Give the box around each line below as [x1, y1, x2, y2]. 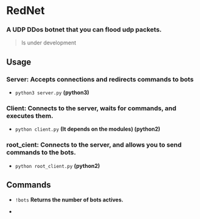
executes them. [6, 112, 53, 120]
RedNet [6, 4, 45, 18]
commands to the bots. [6, 148, 76, 157]
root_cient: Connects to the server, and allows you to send [6, 141, 182, 149]
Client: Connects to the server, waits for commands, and [6, 104, 177, 113]
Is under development [21, 39, 77, 46]
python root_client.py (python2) [15, 162, 100, 169]
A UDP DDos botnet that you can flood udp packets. [6, 26, 162, 34]
